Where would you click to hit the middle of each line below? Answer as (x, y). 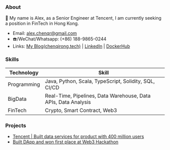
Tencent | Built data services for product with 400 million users (78, 136)
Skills (12, 59)
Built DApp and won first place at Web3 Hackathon (66, 142)
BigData (17, 99)
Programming (24, 84)
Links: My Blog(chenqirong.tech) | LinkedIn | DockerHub (71, 46)
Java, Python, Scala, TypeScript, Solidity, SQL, (100, 81)
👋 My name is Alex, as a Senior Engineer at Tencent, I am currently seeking (83, 18)
